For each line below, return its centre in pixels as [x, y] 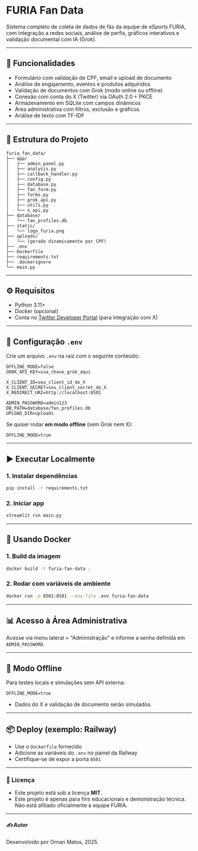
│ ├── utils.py [27, 205]
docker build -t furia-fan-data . [49, 569]
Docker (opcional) [37, 311]
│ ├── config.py [29, 179]
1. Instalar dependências [42, 476]
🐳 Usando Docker [39, 539]
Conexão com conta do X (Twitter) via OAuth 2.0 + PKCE [83, 96]
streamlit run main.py [34, 515]
